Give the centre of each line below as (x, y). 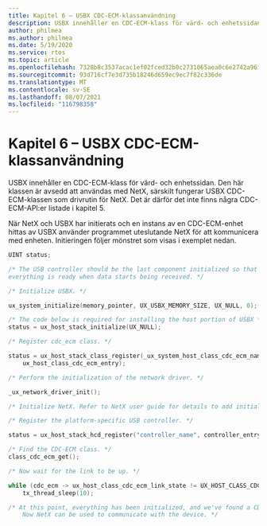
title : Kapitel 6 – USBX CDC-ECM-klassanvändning (92, 16)
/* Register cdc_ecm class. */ (60, 342)
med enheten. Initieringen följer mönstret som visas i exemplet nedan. (122, 240)
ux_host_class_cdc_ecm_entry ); (74, 363)
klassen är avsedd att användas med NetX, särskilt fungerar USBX (116, 191)
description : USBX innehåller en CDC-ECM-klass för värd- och (113, 23)
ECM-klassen (30, 200)
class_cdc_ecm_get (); (44, 457)
